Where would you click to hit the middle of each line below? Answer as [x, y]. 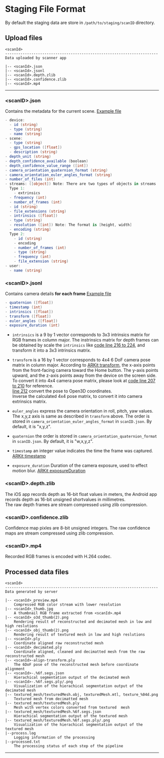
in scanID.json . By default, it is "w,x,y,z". [53, 441]
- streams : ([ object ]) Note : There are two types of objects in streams [81, 184]
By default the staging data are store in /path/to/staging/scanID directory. [80, 23]
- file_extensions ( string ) [38, 211]
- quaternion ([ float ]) [29, 303]
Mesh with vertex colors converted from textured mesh [72, 708]
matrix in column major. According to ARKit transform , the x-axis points [83, 365]
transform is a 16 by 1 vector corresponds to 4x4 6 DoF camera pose [81, 360]
